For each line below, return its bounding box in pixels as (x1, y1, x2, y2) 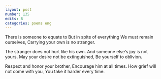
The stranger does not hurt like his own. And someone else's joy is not (5, 49, 148, 55)
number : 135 (5, 12, 30, 17)
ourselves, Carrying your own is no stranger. (5, 39, 96, 45)
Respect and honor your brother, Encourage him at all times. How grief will (5, 63, 156, 69)
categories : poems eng (5, 20, 52, 26)
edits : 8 (5, 16, 23, 21)
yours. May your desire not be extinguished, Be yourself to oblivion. (5, 54, 142, 60)
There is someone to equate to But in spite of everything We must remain (5, 34, 154, 40)
